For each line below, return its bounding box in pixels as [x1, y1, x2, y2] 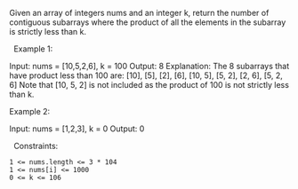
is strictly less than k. [9, 27, 87, 36]
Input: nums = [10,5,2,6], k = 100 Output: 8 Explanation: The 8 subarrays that [9, 61, 290, 71]
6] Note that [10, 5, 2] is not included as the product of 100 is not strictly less [9, 80, 289, 90]
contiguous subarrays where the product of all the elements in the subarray [9, 17, 286, 28]
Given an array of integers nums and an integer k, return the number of [9, 8, 270, 18]
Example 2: [9, 106, 51, 116]
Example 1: [12, 43, 53, 54]
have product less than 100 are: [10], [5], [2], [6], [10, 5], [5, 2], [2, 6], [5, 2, [9, 70, 283, 81]
